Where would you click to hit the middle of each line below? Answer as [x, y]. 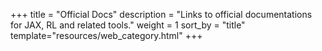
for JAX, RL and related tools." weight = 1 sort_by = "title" [128, 25]
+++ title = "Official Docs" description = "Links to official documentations [161, 14]
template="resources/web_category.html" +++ [106, 35]
